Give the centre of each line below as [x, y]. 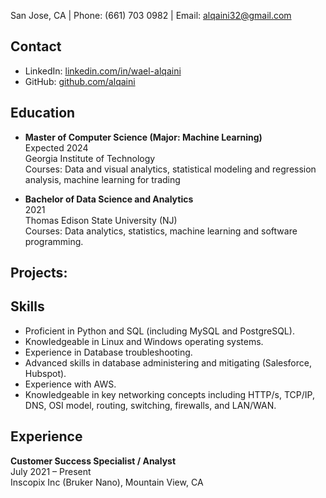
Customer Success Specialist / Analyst [93, 461]
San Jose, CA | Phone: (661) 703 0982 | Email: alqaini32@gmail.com [151, 15]
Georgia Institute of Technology [90, 158]
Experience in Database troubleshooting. [108, 352]
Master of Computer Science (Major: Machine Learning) [143, 137]
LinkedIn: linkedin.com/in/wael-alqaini [103, 71]
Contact [36, 46]
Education [43, 113]
